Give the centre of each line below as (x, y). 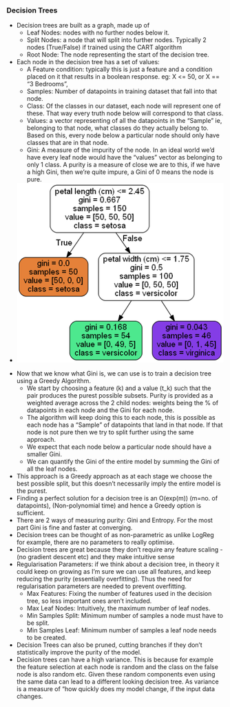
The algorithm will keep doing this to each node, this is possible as (121, 417)
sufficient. (31, 513)
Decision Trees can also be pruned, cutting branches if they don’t (109, 645)
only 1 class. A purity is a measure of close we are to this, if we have (123, 165)
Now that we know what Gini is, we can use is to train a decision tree (114, 374)
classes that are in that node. (68, 143)
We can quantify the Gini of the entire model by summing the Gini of (123, 462)
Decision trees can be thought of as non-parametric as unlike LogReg (115, 535)
